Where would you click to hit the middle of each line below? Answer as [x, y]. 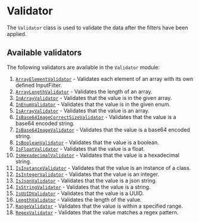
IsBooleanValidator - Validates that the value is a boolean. [87, 142]
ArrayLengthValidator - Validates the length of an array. [84, 92]
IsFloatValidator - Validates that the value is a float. [80, 148]
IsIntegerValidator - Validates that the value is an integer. [87, 174]
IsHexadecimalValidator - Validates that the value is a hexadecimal [97, 155]
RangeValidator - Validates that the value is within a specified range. [99, 206]
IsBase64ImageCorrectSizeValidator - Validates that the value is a [96, 117]
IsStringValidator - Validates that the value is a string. [83, 187]
